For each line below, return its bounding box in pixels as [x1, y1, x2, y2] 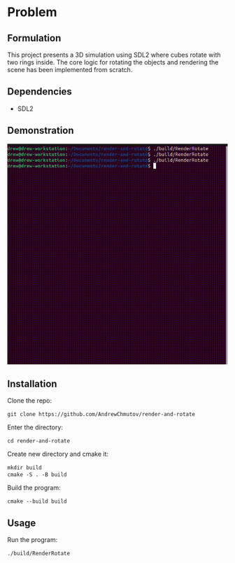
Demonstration [7, 125, 75, 137]
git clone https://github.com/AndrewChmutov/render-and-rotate [7, 411, 196, 418]
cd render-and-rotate [7, 438, 71, 445]
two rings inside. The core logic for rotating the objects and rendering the [7, 58, 219, 67]
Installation [7, 378, 57, 390]
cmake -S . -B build [7, 471, 68, 478]
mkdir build [7, 464, 42, 471]
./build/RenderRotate [7, 550, 71, 557]
